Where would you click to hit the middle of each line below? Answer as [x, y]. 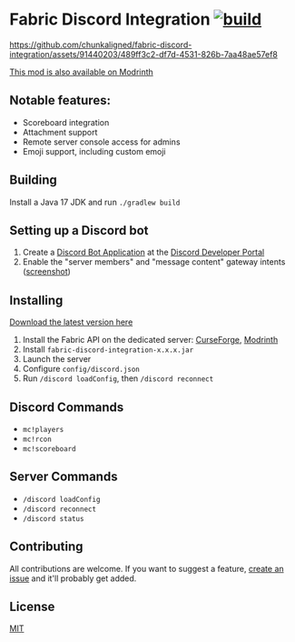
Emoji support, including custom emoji [94, 151]
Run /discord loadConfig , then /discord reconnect [118, 378]
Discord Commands [67, 407]
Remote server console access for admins [101, 142]
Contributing [46, 547]
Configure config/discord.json [81, 369]
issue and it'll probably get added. [73, 578]
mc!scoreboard [49, 449]
